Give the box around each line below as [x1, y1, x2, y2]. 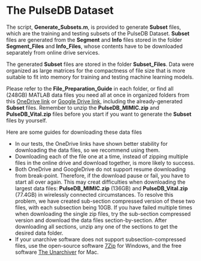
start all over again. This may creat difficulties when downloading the [14, 178, 186, 185]
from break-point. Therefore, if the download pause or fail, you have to [14, 172, 190, 179]
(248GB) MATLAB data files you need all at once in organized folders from [6, 91, 190, 98]
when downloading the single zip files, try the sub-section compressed [14, 210, 191, 217]
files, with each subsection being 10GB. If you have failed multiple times [14, 203, 193, 211]
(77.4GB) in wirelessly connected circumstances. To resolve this [14, 191, 174, 198]
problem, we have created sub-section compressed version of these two [14, 197, 195, 205]
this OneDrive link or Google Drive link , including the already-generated [6, 97, 183, 105]
